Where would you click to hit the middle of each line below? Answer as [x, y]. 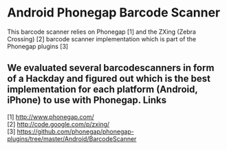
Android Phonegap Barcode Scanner [114, 13]
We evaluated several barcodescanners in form [111, 68]
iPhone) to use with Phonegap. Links [87, 100]
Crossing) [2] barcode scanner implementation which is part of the [102, 39]
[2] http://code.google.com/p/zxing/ [58, 124]
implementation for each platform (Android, [102, 90]
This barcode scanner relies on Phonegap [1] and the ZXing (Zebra [101, 32]
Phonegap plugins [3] [38, 46]
